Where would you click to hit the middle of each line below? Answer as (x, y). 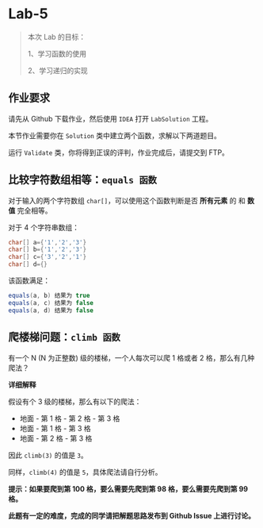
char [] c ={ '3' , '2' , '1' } (48, 257)
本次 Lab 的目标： (57, 37)
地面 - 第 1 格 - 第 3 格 (55, 428)
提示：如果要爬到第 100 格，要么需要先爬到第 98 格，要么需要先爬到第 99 (128, 488)
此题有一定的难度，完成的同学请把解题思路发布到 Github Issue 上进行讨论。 (132, 515)
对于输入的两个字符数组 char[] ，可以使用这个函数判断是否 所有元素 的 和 (127, 200)
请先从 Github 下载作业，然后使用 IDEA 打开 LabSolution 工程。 (111, 118)
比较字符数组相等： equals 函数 (82, 180)
